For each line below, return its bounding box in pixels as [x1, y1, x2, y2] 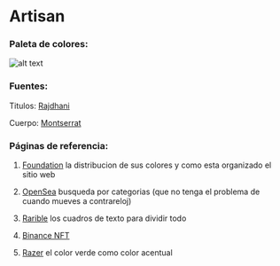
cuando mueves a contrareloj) [21, 196, 132, 207]
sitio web [21, 169, 56, 180]
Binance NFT [21, 231, 70, 241]
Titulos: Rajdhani [9, 100, 71, 111]
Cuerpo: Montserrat [9, 117, 82, 128]
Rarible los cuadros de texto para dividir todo [21, 213, 187, 223]
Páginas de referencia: [9, 139, 109, 152]
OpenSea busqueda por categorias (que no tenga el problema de [21, 186, 261, 197]
